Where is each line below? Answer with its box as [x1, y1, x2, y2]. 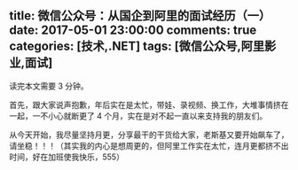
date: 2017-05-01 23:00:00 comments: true [9, 23, 257, 38]
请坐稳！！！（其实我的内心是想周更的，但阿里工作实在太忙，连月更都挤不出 [9, 140, 289, 151]
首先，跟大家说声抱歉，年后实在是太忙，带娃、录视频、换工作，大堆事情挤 [9, 99, 281, 110]
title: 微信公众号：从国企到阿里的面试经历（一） [9, 8, 271, 24]
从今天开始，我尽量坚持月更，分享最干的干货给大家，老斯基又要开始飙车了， [9, 129, 289, 140]
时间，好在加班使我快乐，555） [9, 151, 124, 162]
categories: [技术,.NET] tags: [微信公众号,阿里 [9, 39, 265, 54]
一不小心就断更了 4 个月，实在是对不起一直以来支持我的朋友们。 [32, 110, 268, 121]
